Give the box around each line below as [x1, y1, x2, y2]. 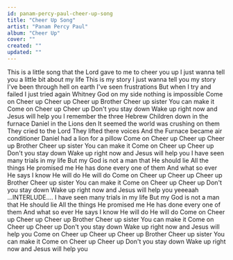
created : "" [7, 42, 42, 49]
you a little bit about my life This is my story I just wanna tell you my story [7, 75, 216, 83]
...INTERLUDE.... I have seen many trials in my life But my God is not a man [7, 193, 220, 201]
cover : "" [7, 36, 36, 43]
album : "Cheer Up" [7, 29, 60, 37]
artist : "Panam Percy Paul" [7, 23, 89, 30]
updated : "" [7, 49, 42, 56]
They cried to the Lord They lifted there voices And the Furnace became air [7, 126, 223, 135]
